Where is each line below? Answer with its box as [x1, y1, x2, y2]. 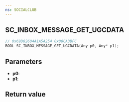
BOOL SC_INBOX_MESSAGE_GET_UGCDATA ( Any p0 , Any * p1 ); [5, 43, 120, 49]
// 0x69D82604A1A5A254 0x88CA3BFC [5, 39, 77, 44]
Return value [5, 90, 46, 99]
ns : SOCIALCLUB [5, 7, 37, 12]
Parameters [5, 57, 42, 66]
